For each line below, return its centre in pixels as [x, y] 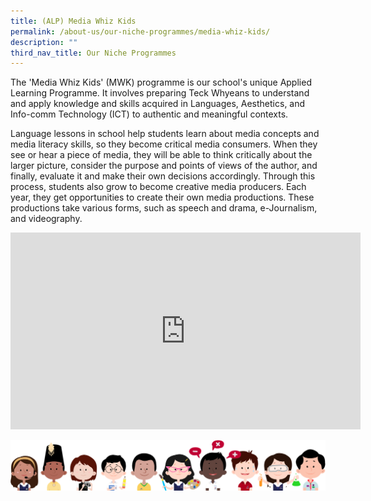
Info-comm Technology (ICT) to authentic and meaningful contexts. [149, 114]
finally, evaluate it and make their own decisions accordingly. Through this [163, 176]
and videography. [46, 219]
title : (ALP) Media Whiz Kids [73, 21]
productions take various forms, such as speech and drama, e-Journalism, [164, 208]
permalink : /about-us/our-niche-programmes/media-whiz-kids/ [140, 31]
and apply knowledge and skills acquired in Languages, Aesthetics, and [158, 104]
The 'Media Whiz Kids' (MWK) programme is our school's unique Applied [161, 82]
